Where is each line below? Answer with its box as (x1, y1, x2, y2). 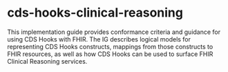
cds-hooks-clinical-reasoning (7, 5, 183, 21)
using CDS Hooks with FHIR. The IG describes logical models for (7, 35, 191, 43)
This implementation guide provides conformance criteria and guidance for (7, 28, 221, 36)
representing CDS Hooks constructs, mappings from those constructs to (7, 42, 213, 51)
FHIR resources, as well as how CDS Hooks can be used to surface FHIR (7, 50, 213, 58)
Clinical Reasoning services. (7, 57, 88, 65)
